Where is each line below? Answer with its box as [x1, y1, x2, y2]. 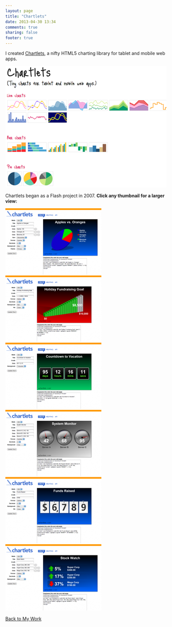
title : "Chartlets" [5, 13, 47, 19]
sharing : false [5, 30, 38, 35]
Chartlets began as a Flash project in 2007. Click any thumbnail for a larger [5, 193, 165, 199]
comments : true [5, 25, 38, 30]
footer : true [5, 35, 33, 41]
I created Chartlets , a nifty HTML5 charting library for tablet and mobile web [5, 50, 165, 56]
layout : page [5, 8, 33, 13]
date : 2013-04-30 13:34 [5, 19, 56, 24]
